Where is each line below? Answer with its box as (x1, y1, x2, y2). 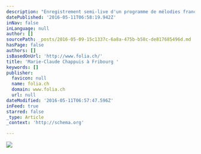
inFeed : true (6, 103, 39, 109)
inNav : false (6, 20, 39, 26)
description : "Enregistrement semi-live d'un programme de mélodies (6, 8, 181, 15)
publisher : (6, 70, 33, 76)
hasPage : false (6, 42, 44, 48)
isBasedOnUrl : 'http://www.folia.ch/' (6, 53, 103, 59)
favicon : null (11, 75, 47, 81)
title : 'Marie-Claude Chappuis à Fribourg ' (6, 58, 119, 64)
